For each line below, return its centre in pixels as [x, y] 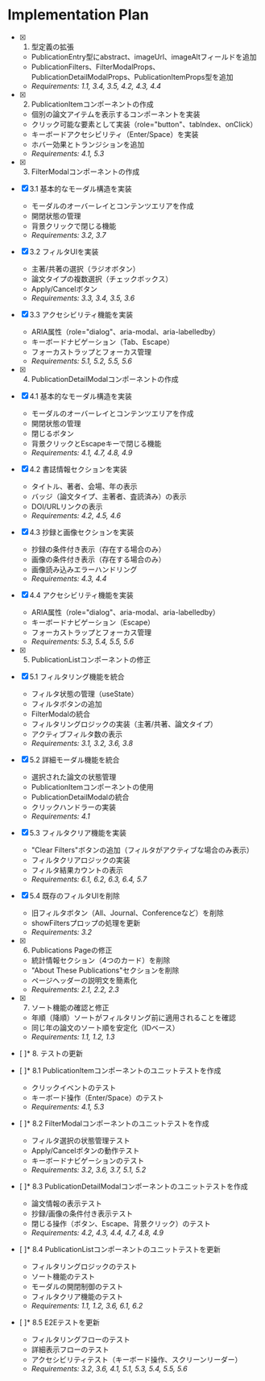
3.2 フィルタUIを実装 [64, 251]
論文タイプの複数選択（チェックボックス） [102, 279]
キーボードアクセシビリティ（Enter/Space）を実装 [115, 134]
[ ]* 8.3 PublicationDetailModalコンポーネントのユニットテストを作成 [134, 1186]
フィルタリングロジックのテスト [84, 1266]
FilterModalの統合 [60, 714]
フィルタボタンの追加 [66, 703]
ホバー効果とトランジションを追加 [88, 144]
